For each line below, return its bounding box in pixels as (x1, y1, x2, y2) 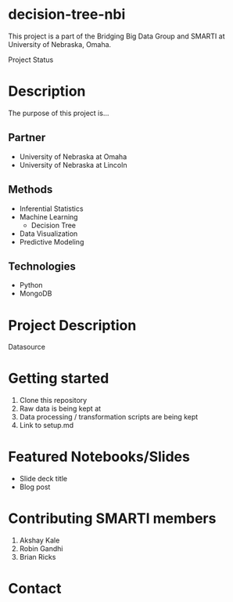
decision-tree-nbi (8, 5, 126, 24)
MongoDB (19, 288, 52, 299)
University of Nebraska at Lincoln (19, 160, 127, 169)
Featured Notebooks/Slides (8, 448, 190, 466)
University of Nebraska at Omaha (19, 151, 127, 161)
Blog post (19, 482, 51, 491)
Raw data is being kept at (19, 404, 102, 413)
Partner (8, 131, 46, 144)
